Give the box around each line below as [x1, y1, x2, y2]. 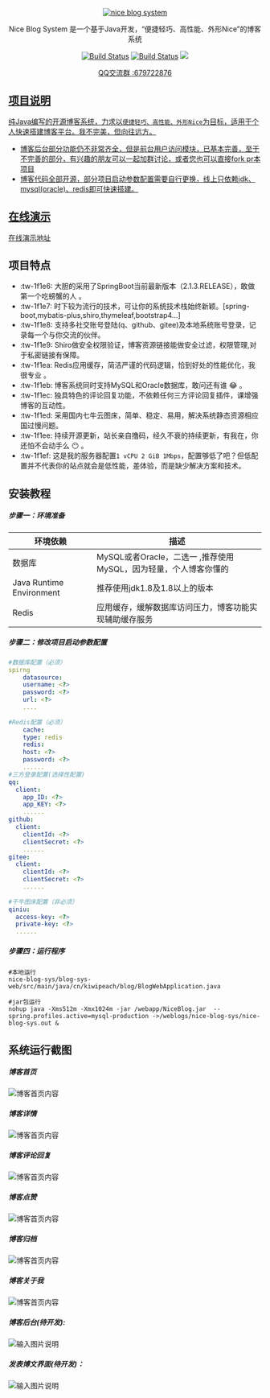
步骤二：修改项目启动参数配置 [8, 637, 107, 647]
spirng [8, 666, 31, 674]
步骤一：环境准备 [8, 511, 65, 521]
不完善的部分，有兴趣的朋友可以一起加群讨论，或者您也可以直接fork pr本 [19, 154, 261, 163]
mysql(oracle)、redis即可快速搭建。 [19, 184, 139, 193]
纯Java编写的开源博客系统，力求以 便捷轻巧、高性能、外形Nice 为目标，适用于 [8, 117, 252, 126]
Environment [12, 587, 60, 598]
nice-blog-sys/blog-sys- [8, 975, 92, 984]
